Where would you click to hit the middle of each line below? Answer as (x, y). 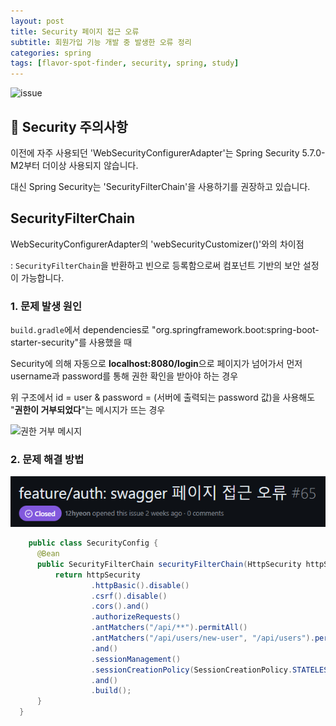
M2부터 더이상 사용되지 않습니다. (74, 165)
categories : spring (51, 53)
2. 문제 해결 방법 (47, 459)
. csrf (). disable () (129, 596)
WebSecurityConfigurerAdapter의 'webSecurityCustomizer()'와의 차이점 (157, 244)
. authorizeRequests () (136, 617)
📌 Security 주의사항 (69, 126)
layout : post (37, 21)
